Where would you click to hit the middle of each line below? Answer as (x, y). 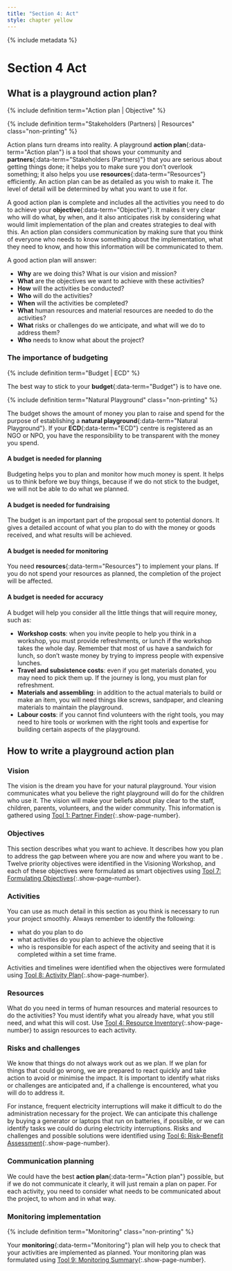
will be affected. (30, 581)
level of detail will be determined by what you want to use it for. (98, 189)
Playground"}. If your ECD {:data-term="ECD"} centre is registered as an (110, 428)
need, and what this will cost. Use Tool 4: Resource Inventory (95, 1023)
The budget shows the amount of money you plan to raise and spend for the (116, 413)
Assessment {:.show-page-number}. (59, 1143)
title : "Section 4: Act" (43, 14)
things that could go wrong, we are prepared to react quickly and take (107, 1071)
